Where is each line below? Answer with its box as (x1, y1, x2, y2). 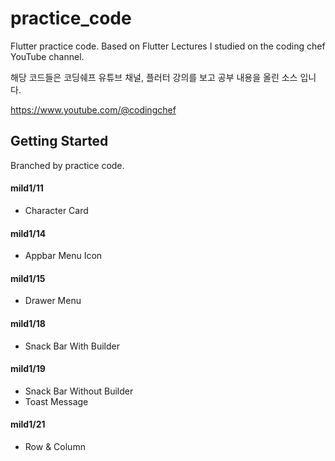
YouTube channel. (10, 50, 85, 62)
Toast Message (24, 395, 89, 407)
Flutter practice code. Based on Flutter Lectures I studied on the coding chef (10, 40, 326, 52)
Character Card (24, 204, 89, 216)
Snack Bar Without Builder (24, 385, 134, 397)
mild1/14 (10, 227, 47, 239)
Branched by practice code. (10, 159, 125, 171)
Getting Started (10, 133, 109, 150)
